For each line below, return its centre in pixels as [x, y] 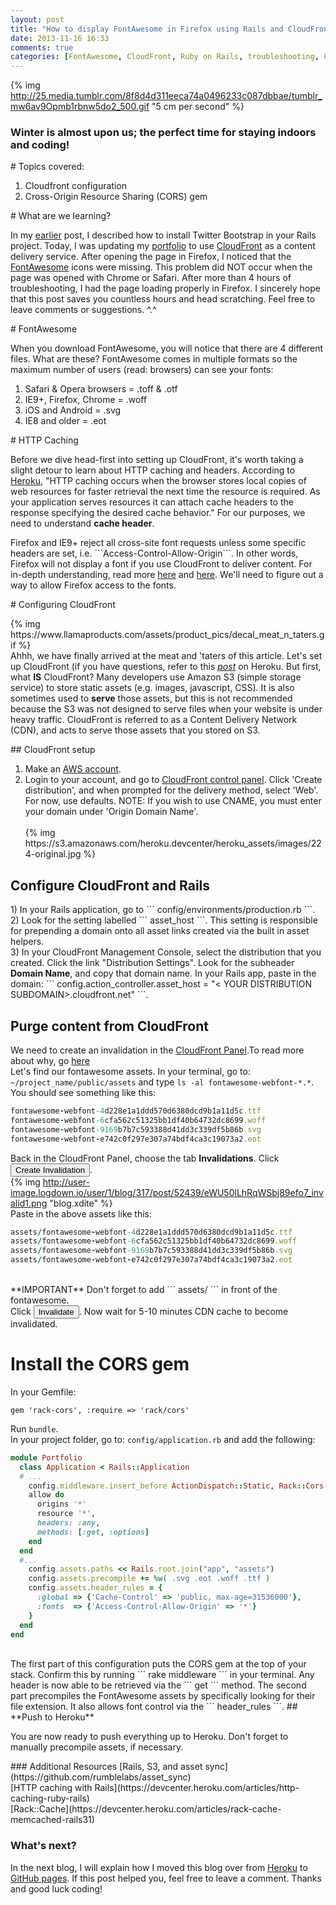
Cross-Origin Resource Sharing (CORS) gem [116, 197]
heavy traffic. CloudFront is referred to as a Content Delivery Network [154, 720]
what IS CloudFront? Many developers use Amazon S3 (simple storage [156, 677]
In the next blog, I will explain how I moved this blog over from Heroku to [159, 1867]
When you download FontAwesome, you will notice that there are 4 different [167, 348]
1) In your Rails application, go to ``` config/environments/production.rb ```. [163, 910]
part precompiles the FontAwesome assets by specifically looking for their [163, 1696]
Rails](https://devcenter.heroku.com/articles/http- [197, 1788]
